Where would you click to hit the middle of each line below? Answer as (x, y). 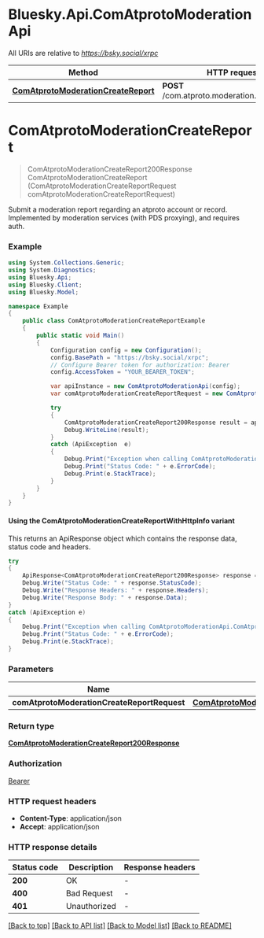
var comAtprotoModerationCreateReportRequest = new (136, 394)
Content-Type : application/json (70, 818)
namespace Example (38, 306)
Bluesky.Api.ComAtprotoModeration (130, 15)
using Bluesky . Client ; (45, 285)
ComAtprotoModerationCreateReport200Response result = (156, 423)
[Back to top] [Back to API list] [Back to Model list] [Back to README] (120, 925)
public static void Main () (81, 336)
